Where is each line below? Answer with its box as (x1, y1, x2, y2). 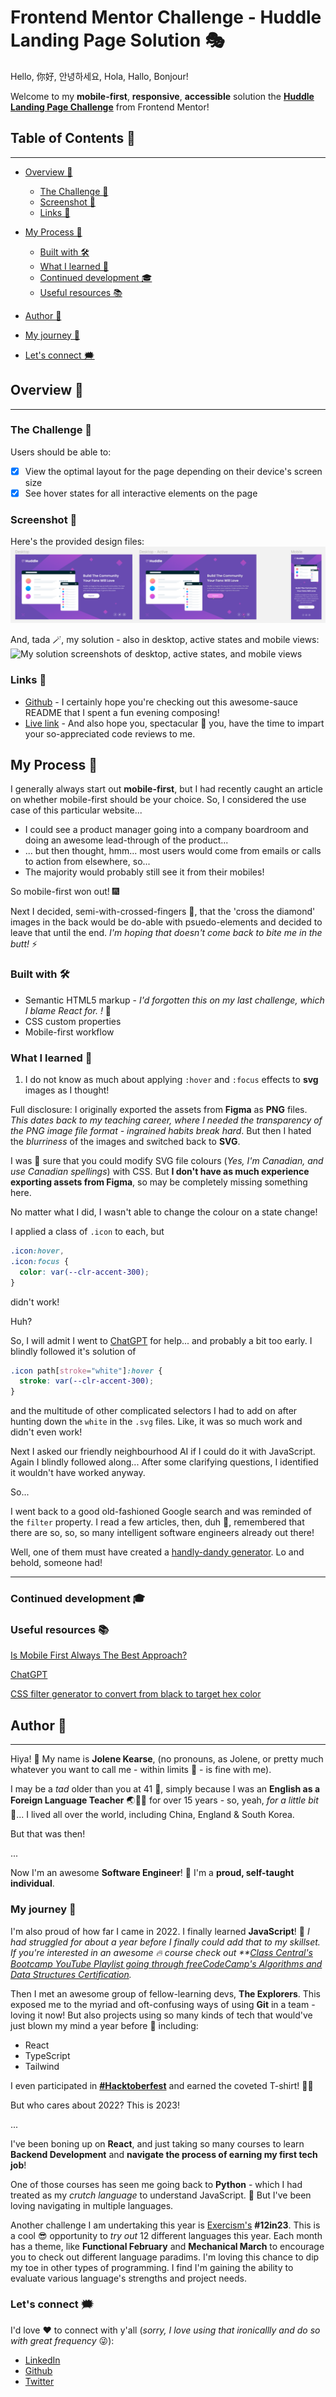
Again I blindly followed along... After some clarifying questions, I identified (10, 1456, 319, 1468)
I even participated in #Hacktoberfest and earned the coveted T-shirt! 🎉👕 (10, 2079, 314, 2091)
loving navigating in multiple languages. (10, 2199, 174, 2211)
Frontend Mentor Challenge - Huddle (10, 6, 322, 29)
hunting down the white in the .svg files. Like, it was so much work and (10, 1416, 303, 1428)
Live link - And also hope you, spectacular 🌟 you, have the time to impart (24, 717, 325, 729)
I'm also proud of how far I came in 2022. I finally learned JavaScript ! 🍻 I (10, 1925, 310, 1937)
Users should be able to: (10, 446, 112, 458)
